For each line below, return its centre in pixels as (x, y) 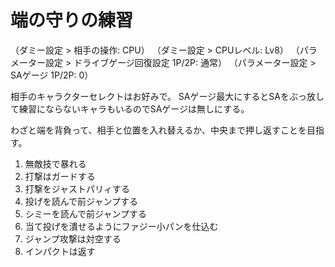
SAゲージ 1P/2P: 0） (52, 75)
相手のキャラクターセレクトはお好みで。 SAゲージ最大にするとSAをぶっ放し (167, 96)
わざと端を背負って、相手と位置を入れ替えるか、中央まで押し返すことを (158, 130)
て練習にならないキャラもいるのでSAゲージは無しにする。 (130, 108)
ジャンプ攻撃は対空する (73, 238)
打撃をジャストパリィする (77, 188)
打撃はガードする (60, 176)
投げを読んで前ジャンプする (81, 201)
